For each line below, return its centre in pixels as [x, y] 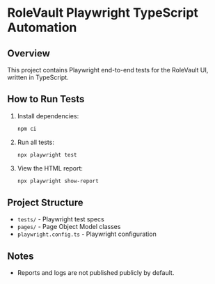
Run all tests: [35, 142]
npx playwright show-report [58, 181]
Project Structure [45, 202]
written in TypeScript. [38, 77]
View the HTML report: [50, 168]
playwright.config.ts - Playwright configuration [87, 234]
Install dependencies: [48, 116]
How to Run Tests [46, 99]
